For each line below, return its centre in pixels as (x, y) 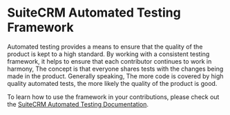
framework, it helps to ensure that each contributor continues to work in (109, 61)
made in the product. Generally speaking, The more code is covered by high (115, 76)
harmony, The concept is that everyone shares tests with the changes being (115, 69)
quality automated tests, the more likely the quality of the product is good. (112, 83)
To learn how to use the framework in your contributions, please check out (113, 97)
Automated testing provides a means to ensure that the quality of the (105, 46)
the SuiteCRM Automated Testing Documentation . (78, 104)
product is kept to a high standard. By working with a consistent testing (108, 54)
